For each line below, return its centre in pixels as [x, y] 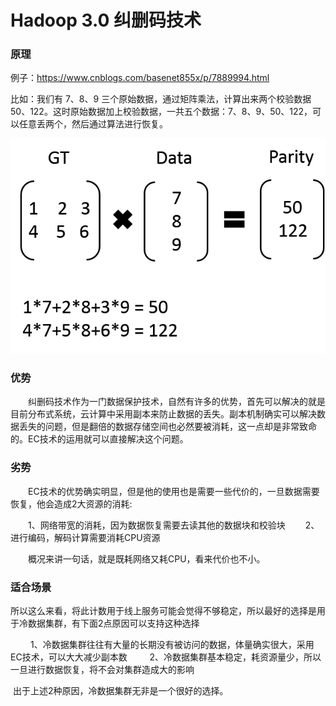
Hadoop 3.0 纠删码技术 [106, 20]
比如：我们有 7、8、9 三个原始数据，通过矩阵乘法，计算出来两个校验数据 [161, 99]
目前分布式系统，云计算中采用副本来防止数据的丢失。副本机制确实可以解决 [163, 414]
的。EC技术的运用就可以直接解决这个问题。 [99, 439]
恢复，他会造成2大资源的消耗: [71, 503]
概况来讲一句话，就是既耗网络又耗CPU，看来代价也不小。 [146, 558]
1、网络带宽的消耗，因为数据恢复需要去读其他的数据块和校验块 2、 [173, 525]
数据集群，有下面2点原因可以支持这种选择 [113, 623]
